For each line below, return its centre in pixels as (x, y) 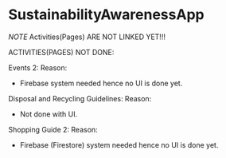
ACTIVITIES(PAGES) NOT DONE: (61, 52)
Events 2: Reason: (38, 67)
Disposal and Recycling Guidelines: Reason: (80, 98)
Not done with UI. (49, 114)
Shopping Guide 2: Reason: (53, 129)
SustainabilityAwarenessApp (106, 15)
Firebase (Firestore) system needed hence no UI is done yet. (119, 144)
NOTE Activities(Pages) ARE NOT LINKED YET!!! (87, 37)
